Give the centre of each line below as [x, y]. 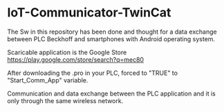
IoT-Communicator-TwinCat [89, 13]
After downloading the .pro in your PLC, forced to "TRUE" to [93, 73]
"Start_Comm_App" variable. [48, 80]
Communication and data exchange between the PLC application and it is [111, 93]
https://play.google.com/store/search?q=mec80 [75, 59]
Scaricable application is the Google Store [67, 52]
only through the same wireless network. [65, 100]
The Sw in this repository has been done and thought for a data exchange [112, 32]
